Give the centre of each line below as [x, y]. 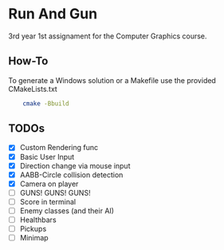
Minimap [34, 238]
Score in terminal [48, 201]
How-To [28, 61]
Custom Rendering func [59, 148]
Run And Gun [53, 14]
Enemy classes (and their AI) [67, 210]
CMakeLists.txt [33, 89]
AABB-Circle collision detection [71, 175]
